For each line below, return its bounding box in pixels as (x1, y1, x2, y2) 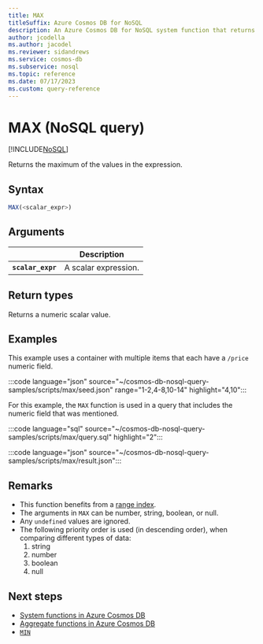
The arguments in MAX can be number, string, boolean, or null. (19, 509, 219, 518)
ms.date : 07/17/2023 (8, 77, 76, 85)
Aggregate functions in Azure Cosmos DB (19, 619, 156, 628)
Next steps (8, 590, 63, 603)
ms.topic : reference (8, 70, 76, 78)
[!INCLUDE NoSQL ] (8, 145, 69, 154)
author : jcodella (8, 33, 65, 42)
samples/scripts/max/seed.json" (8, 385, 113, 394)
